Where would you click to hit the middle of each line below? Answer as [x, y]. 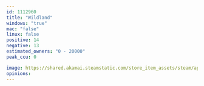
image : [15, 68]
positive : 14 [23, 40]
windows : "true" [27, 23]
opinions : [19, 73]
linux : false [23, 35]
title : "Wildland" [29, 18]
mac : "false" [23, 29]
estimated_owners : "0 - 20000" [46, 51]
